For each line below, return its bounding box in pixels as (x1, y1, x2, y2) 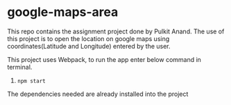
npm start (17, 77, 46, 84)
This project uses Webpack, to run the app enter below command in (7, 55, 201, 63)
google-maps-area (7, 4, 119, 20)
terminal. (7, 63, 33, 71)
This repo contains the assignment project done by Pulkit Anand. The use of (7, 27, 225, 35)
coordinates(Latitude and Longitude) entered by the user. (7, 42, 171, 50)
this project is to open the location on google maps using (7, 34, 170, 42)
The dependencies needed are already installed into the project (7, 90, 189, 98)
